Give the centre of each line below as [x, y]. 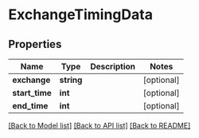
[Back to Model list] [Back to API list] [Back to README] [99, 126]
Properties [35, 44]
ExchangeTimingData [81, 15]
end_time [30, 106]
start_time [32, 93]
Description [113, 67]
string [71, 80]
